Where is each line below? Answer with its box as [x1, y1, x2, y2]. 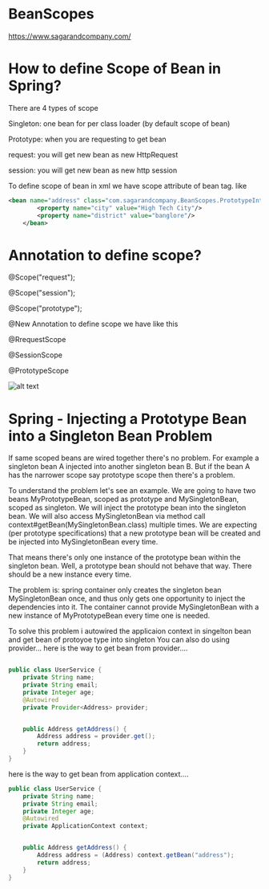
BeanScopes [8, 5, 94, 23]
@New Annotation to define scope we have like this [8, 319, 179, 329]
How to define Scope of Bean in [8, 59, 222, 78]
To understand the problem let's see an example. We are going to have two [8, 486, 256, 495]
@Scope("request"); [8, 272, 76, 282]
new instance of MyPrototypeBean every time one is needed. [8, 611, 211, 621]
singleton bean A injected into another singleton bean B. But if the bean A [8, 462, 251, 471]
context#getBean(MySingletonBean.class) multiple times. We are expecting [8, 520, 258, 530]
